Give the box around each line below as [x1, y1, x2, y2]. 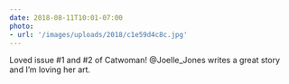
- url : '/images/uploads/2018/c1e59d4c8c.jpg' [9, 30, 188, 39]
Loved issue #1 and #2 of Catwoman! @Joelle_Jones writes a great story [9, 55, 281, 66]
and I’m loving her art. [9, 64, 91, 75]
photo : [9, 22, 34, 31]
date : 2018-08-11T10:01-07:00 [9, 13, 124, 23]
